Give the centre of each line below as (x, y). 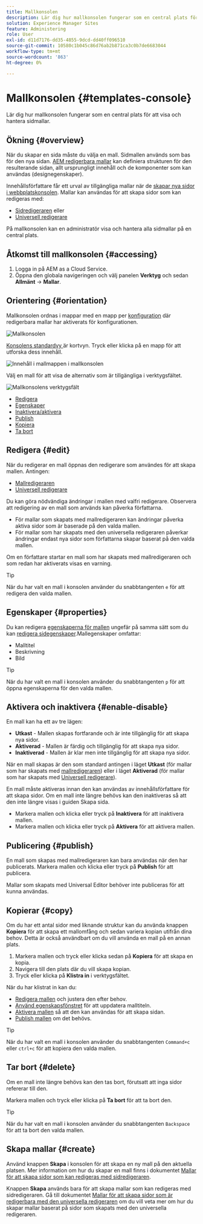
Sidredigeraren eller (40, 210)
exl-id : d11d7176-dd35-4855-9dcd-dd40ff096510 (66, 40)
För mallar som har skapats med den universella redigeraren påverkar (101, 532)
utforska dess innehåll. (34, 352)
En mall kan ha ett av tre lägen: (45, 722)
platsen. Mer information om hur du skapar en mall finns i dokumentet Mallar (101, 1170)
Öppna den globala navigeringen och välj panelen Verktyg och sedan (101, 275)
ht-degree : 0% (24, 62)
